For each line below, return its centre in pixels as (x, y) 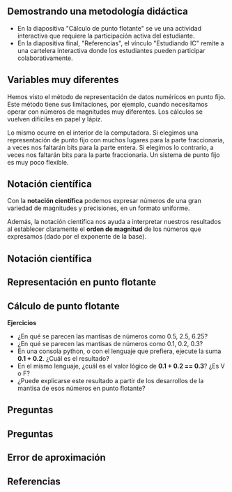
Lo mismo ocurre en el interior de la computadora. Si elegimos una (103, 133)
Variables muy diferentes (63, 80)
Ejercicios (22, 323)
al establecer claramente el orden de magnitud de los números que (104, 229)
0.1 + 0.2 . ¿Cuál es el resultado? (63, 359)
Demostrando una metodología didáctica (98, 12)
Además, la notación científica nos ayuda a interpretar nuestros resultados (114, 222)
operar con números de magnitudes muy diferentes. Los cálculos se (105, 112)
